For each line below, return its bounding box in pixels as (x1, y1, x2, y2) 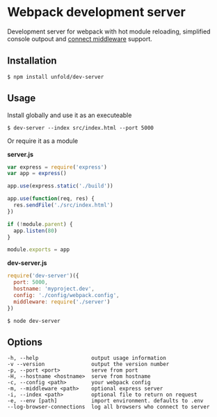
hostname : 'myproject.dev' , (13, 285, 95, 293)
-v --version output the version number (7, 361, 170, 368)
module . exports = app (7, 246, 70, 253)
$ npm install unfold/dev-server (7, 73, 104, 80)
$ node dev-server (7, 317, 61, 324)
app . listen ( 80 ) (13, 227, 58, 234)
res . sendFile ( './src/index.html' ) (13, 202, 113, 209)
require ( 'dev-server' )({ (7, 273, 79, 280)
